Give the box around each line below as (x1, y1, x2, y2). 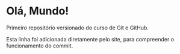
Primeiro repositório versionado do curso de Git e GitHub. (6, 24, 149, 31)
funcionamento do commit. (6, 42, 73, 49)
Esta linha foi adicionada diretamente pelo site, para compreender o (6, 35, 175, 43)
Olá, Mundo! (6, 4, 69, 18)
